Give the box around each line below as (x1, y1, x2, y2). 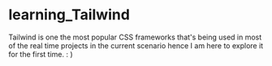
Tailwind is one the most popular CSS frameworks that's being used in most (8, 32, 262, 42)
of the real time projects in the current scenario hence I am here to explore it (8, 40, 264, 50)
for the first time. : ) (8, 49, 73, 59)
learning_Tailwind (8, 6, 130, 24)
